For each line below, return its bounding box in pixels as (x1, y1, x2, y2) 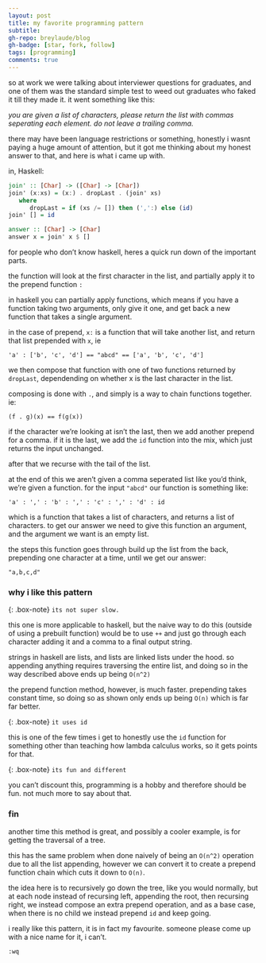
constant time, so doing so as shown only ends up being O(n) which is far (8, 693, 249, 703)
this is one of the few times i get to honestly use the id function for (8, 732, 226, 742)
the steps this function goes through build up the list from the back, (8, 545, 229, 553)
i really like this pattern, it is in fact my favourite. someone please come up (8, 923, 252, 933)
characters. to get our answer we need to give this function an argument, (8, 521, 248, 530)
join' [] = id (8, 212, 56, 219)
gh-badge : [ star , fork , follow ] (8, 41, 115, 49)
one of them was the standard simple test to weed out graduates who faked (8, 86, 256, 95)
